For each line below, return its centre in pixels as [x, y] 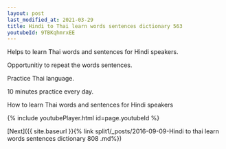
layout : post [26, 13]
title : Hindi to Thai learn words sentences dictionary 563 [95, 26]
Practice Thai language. [41, 79]
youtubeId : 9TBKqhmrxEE [41, 32]
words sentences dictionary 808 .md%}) [65, 139]
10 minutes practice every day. [50, 92]
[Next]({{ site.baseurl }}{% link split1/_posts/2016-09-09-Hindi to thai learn [113, 131]
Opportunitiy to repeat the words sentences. [70, 65]
